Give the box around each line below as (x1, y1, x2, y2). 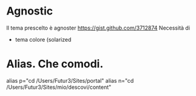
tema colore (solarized (15, 36, 72, 43)
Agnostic (6, 4, 53, 18)
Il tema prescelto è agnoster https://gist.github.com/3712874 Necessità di (6, 24, 190, 31)
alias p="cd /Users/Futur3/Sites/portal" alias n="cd (6, 77, 134, 84)
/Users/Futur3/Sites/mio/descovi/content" (6, 83, 112, 91)
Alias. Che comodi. (6, 57, 104, 71)
